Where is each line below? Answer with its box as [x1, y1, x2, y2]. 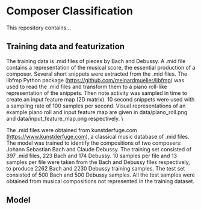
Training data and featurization [6, 41, 125, 52]
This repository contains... [6, 24, 71, 31]
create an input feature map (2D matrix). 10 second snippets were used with [6, 95, 195, 103]
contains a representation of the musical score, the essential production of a [6, 64, 196, 71]
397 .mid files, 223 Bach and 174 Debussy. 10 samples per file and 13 [6, 152, 178, 159]
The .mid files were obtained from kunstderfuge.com [6, 126, 137, 133]
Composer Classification [6, 4, 134, 18]
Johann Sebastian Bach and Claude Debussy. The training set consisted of [6, 145, 192, 153]
